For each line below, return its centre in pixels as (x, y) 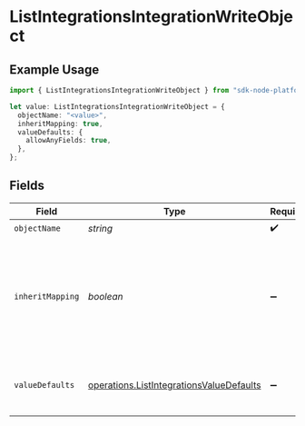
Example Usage (54, 69)
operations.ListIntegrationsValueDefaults (174, 385)
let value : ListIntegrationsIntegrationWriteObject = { (117, 106)
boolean (105, 296)
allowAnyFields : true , (69, 141)
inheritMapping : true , (60, 124)
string (100, 229)
